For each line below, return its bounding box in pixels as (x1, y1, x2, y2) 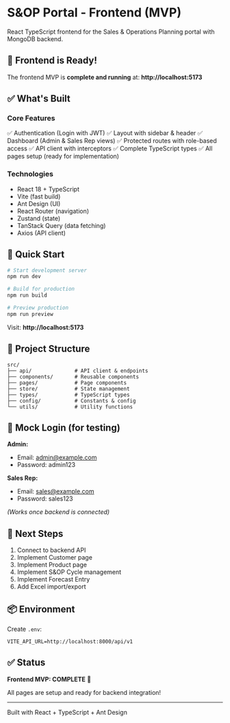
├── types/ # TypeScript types (7, 391, 130, 398)
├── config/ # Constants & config (7, 397, 136, 404)
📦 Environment (7, 603, 75, 615)
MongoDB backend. (7, 34, 64, 43)
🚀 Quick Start (7, 249, 65, 260)
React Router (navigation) (16, 207, 90, 215)
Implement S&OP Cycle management (16, 568, 122, 576)
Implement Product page (16, 561, 88, 569)
